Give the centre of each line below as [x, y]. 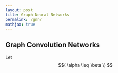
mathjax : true [20, 24]
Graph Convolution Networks [53, 45]
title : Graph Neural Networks [37, 15]
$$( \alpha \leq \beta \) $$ [85, 65]
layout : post [19, 10]
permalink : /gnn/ [24, 19]
